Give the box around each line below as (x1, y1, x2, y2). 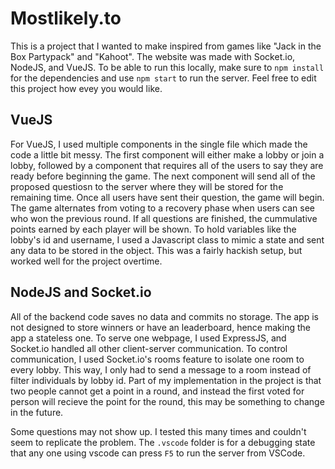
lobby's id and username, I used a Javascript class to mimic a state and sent (10, 233, 325, 246)
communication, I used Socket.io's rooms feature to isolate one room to (10, 353, 305, 365)
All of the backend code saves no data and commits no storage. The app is (10, 310, 319, 322)
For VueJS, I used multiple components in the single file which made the (10, 138, 308, 150)
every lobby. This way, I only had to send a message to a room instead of (10, 363, 312, 376)
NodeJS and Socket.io (10, 284, 152, 301)
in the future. (10, 406, 64, 418)
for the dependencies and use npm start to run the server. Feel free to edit (10, 72, 317, 84)
